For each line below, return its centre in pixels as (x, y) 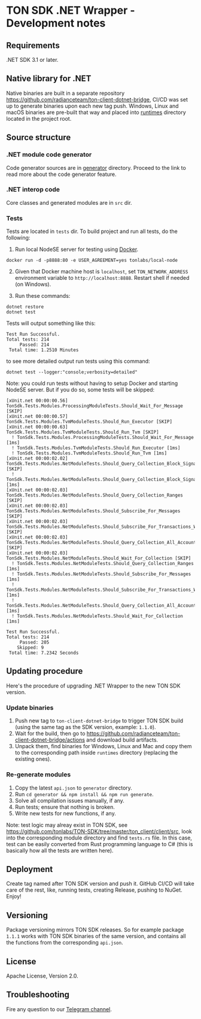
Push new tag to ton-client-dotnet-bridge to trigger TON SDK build (99, 721)
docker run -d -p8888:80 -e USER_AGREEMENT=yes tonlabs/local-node (92, 261)
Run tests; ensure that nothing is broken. (65, 807)
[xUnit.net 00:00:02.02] (37, 459)
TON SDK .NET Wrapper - (71, 11)
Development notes (56, 23)
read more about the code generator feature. (61, 174)
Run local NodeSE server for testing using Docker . (77, 249)
